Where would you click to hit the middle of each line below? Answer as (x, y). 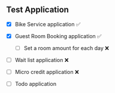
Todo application (36, 84)
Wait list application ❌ (42, 60)
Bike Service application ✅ (48, 24)
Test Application (37, 10)
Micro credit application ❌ (47, 72)
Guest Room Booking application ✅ (58, 36)
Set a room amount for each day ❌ (66, 48)
